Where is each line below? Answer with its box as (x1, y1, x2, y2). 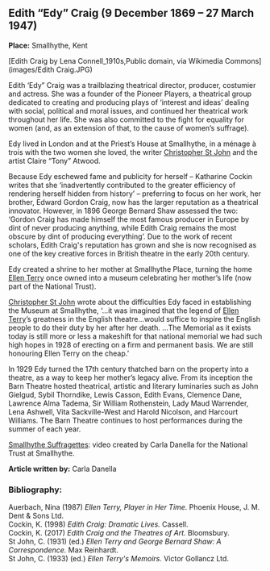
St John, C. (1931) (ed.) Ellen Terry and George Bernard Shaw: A (8, 536, 222, 547)
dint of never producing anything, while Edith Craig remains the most (8, 223, 237, 232)
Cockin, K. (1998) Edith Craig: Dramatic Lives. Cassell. (8, 519, 189, 529)
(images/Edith (8, 65, 55, 74)
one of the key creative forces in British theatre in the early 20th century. (8, 248, 250, 258)
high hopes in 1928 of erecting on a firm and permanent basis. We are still (8, 340, 254, 349)
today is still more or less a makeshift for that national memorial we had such (8, 331, 263, 341)
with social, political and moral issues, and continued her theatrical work (8, 106, 248, 115)
